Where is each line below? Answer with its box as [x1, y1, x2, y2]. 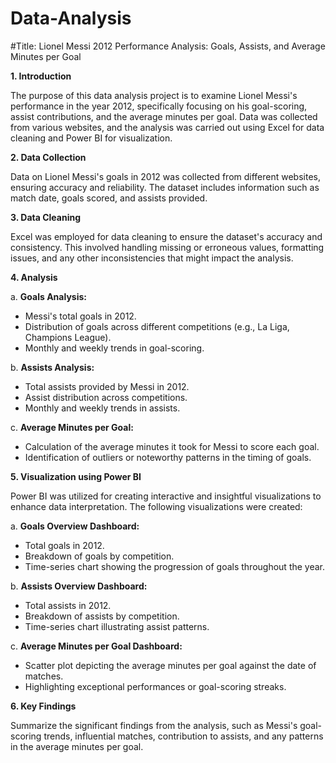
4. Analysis [10, 271, 58, 283]
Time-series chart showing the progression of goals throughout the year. [24, 560, 326, 572]
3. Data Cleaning [10, 211, 82, 223]
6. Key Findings [10, 700, 77, 712]
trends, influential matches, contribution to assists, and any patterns [43, 730, 324, 742]
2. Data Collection [10, 151, 87, 163]
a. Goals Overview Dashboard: [10, 520, 140, 532]
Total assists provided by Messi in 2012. [24, 380, 190, 392]
